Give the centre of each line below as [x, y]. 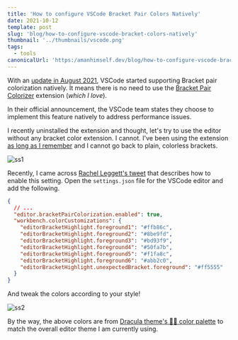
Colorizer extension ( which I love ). [57, 95]
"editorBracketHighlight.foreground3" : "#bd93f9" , [96, 241]
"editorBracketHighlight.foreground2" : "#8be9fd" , [96, 234]
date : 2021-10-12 [33, 21]
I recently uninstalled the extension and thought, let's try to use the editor [114, 130]
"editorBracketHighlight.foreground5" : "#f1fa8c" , [96, 254]
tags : [15, 47]
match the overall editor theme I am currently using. [83, 329]
